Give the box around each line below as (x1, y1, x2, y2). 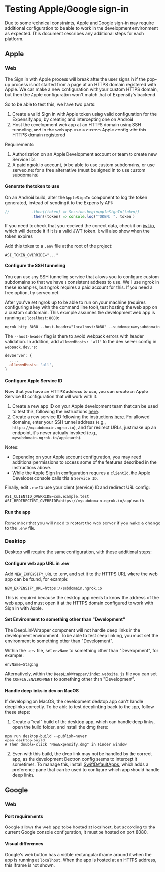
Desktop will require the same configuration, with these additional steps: (5, 549, 152, 555)
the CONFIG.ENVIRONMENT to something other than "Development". (5, 676, 135, 682)
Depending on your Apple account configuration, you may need (12, 454, 142, 460)
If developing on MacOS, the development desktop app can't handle (5, 698, 144, 704)
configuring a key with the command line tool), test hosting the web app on (5, 304, 158, 310)
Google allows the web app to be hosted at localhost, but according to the (5, 824, 155, 830)
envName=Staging (5, 662, 38, 667)
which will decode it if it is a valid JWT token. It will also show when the (5, 228, 150, 234)
